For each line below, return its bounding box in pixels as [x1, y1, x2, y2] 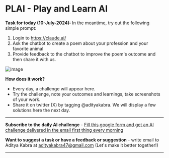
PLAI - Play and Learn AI [5, 3, 108, 15]
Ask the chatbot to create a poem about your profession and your [12, 40, 148, 46]
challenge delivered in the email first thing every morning [5, 127, 123, 133]
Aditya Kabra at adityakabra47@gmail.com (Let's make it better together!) [5, 142, 158, 148]
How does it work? [5, 76, 45, 82]
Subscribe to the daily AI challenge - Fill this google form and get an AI [5, 122, 154, 128]
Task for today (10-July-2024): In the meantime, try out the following [5, 20, 150, 26]
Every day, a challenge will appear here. [12, 85, 96, 91]
